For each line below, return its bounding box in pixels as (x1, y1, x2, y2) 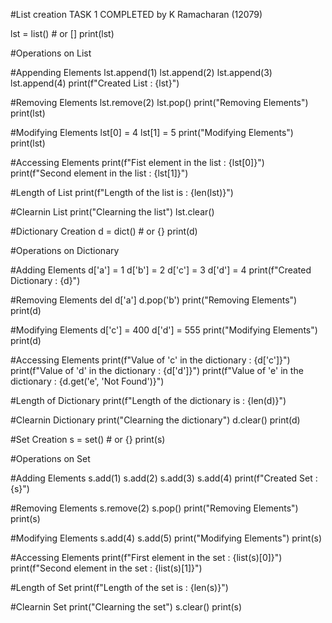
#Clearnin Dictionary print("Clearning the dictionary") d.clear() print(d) (10, 414, 301, 426)
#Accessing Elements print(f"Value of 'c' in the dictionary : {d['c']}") (10, 354, 291, 366)
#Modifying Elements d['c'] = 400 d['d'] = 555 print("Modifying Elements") (10, 324, 318, 336)
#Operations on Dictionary (10, 245, 120, 256)
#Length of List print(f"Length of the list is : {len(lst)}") (10, 187, 234, 198)
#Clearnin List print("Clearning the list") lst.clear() (10, 206, 215, 218)
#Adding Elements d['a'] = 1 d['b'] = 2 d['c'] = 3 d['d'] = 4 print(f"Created (10, 264, 312, 276)
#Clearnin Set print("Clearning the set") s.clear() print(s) (10, 601, 243, 613)
